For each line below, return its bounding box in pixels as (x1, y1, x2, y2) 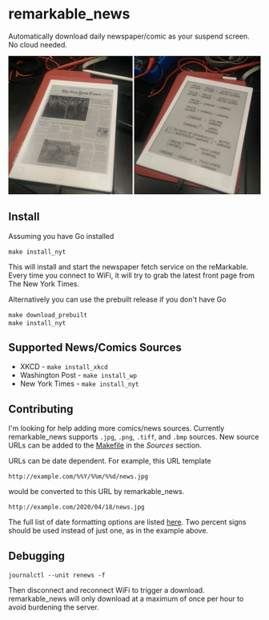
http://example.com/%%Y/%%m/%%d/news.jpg (8, 472, 149, 481)
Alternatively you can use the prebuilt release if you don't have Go (8, 294, 227, 304)
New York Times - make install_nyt (19, 379, 139, 389)
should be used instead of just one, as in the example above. (8, 526, 209, 536)
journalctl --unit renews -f (8, 571, 106, 580)
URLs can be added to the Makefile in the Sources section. (8, 440, 202, 450)
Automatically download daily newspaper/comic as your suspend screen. (8, 31, 250, 41)
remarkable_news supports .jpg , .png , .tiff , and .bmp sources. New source (8, 432, 259, 442)
